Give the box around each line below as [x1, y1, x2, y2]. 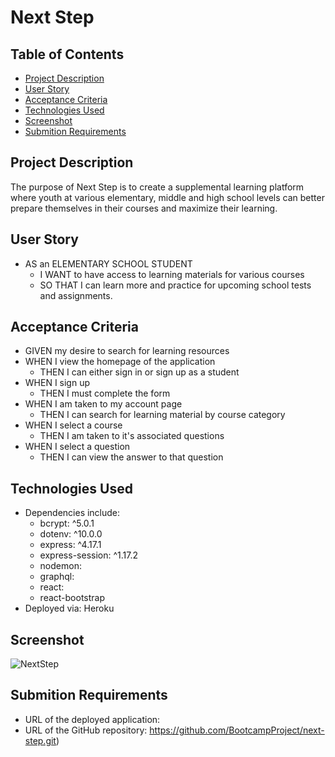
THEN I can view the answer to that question [39, 451, 224, 463]
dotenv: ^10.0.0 [39, 528, 103, 540]
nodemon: [39, 560, 82, 572]
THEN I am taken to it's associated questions [39, 430, 225, 442]
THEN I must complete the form [39, 387, 171, 400]
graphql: [39, 571, 75, 583]
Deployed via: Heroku [24, 602, 115, 615]
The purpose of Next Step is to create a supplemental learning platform [10, 181, 305, 193]
